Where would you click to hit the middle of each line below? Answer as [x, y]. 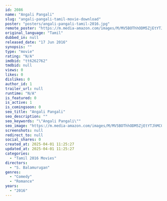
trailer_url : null [24, 89]
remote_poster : [21, 28]
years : [12, 186]
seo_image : [16, 126]
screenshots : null [24, 130]
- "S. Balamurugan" [30, 168]
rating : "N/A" [20, 56]
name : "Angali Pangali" [30, 14]
